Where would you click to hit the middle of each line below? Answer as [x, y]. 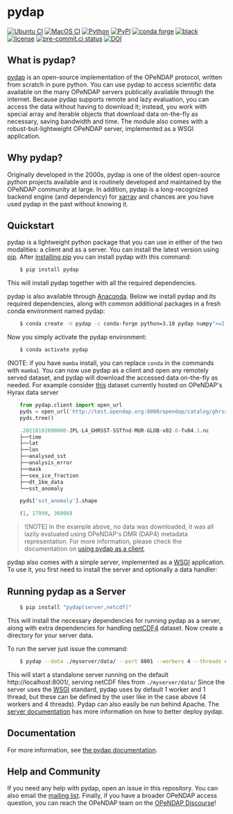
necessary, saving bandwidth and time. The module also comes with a [107, 121]
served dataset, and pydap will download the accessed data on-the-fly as [113, 378]
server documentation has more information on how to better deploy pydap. [115, 711]
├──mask [31, 469]
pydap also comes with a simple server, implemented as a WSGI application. [116, 563]
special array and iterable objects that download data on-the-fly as [103, 114]
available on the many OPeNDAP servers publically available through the [111, 91]
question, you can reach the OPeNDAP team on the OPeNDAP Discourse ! [112, 803]
